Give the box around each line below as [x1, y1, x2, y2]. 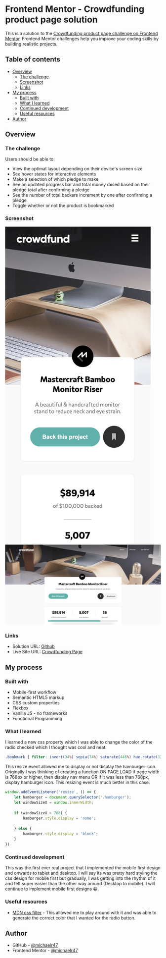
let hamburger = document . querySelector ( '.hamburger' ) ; [14, 795, 132, 800]
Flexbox [12, 705, 29, 711]
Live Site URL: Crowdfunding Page [12, 649, 83, 655]
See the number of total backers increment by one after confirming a [12, 192, 153, 198]
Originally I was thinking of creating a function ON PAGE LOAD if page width [5, 769, 160, 775]
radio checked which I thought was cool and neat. [5, 745, 107, 750]
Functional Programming [12, 716, 63, 722]
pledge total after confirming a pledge [12, 187, 90, 193]
